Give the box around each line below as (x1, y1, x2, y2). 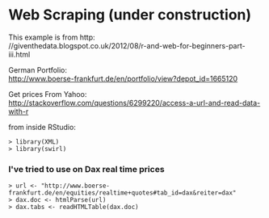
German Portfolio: (8, 65, 67, 74)
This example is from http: (8, 32, 95, 42)
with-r (8, 107, 29, 116)
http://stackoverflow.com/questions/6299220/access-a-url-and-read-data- (8, 98, 261, 107)
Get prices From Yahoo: (8, 89, 87, 99)
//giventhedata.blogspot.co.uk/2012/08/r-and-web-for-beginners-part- (8, 40, 246, 50)
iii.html (8, 49, 31, 59)
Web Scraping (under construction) (8, 6, 252, 24)
